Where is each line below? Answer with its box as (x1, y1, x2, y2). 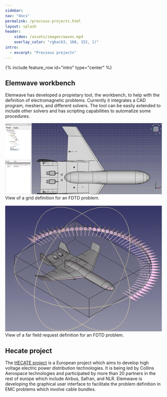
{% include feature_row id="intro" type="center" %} (5, 64, 112, 70)
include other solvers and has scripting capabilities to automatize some (5, 108, 151, 114)
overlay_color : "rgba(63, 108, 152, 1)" (14, 40, 99, 45)
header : (5, 29, 21, 34)
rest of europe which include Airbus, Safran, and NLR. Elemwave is (5, 376, 143, 382)
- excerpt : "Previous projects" (9, 50, 77, 55)
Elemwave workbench (5, 79, 76, 87)
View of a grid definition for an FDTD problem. (5, 195, 100, 201)
